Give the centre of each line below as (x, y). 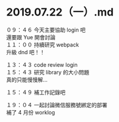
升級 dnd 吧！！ (26, 52)
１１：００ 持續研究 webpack (43, 45)
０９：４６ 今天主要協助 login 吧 (46, 30)
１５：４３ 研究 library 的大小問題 (48, 72)
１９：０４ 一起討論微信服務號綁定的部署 (57, 105)
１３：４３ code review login (42, 65)
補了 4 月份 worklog (30, 112)
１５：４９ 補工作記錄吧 (36, 92)
